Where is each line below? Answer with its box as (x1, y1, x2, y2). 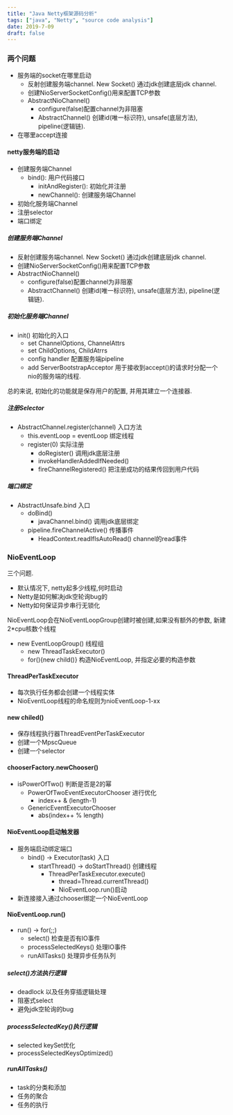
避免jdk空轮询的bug (17, 1004, 74, 1013)
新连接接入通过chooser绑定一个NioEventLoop (17, 894, 148, 902)
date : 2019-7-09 (7, 23, 54, 30)
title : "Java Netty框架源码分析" (7, 10, 98, 17)
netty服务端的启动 (7, 147, 60, 157)
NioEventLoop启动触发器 (7, 828, 80, 836)
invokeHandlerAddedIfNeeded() (37, 456, 130, 465)
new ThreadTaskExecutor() (27, 647, 105, 655)
